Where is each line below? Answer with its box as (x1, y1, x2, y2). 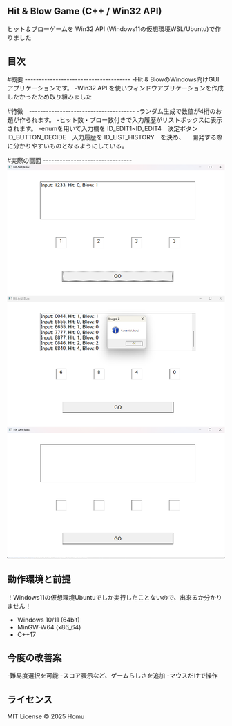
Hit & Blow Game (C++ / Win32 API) (7, 6, 162, 17)
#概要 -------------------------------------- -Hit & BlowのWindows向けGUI (7, 75, 220, 84)
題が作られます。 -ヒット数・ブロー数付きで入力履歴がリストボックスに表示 (7, 115, 223, 124)
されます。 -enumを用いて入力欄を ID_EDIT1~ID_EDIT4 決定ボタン (7, 124, 198, 133)
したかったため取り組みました (7, 92, 92, 101)
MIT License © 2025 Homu (7, 712, 85, 720)
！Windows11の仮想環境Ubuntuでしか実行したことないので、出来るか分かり (7, 593, 222, 601)
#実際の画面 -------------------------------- (7, 156, 133, 164)
